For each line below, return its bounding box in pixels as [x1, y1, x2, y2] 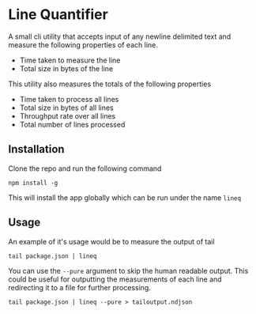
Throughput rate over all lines [19, 111, 116, 120]
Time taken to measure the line [19, 55, 121, 65]
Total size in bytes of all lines [19, 103, 114, 112]
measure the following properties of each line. [8, 40, 158, 49]
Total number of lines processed [19, 119, 126, 129]
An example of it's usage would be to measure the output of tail [8, 236, 215, 246]
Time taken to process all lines [19, 94, 119, 104]
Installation [8, 142, 65, 156]
